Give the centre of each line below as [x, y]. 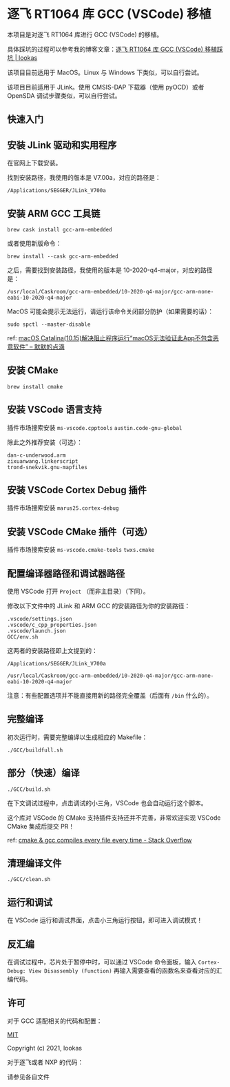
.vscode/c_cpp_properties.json [52, 625]
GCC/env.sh [23, 637]
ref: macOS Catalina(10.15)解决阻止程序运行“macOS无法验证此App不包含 [110, 338]
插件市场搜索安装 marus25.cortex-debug [63, 508]
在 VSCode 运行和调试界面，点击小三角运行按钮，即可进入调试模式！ [105, 920]
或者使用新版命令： [34, 243]
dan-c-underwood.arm [37, 455]
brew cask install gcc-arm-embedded [60, 229]
